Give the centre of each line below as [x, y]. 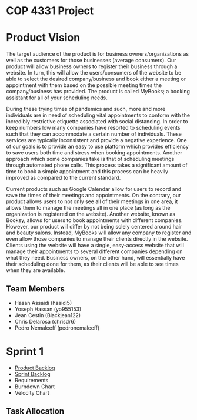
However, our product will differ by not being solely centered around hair [94, 227]
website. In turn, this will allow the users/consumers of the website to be [94, 73]
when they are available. [36, 270]
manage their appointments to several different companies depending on [95, 251]
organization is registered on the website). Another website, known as [91, 214]
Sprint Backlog [33, 374]
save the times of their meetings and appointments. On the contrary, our [94, 196]
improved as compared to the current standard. [64, 178]
